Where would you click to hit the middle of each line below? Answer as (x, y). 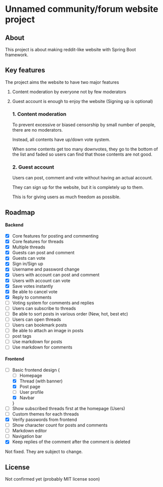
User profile (31, 392)
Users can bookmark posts (40, 325)
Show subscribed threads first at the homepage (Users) (68, 408)
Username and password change (46, 269)
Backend (14, 225)
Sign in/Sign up (27, 264)
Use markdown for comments (42, 347)
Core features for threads (38, 242)
